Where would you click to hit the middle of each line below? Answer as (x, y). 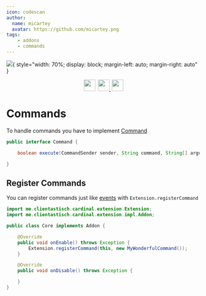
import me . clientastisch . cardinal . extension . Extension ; (79, 209)
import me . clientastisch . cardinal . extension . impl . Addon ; (81, 215)
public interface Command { (42, 142)
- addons (29, 40)
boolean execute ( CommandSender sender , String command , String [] (103, 153)
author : (16, 18)
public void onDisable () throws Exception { (75, 271)
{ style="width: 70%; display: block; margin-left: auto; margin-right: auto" (105, 64)
